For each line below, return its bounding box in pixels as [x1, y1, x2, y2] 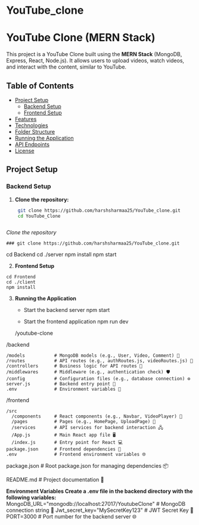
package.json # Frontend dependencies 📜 [6, 446, 121, 452]
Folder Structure [14, 128, 55, 135]
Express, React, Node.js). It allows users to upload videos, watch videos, [6, 57, 185, 64]
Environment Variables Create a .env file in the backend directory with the [6, 487, 193, 495]
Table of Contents [6, 81, 74, 91]
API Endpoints [14, 141, 49, 148]
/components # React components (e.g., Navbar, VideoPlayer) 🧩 [11, 413, 183, 419]
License [14, 147, 35, 154]
